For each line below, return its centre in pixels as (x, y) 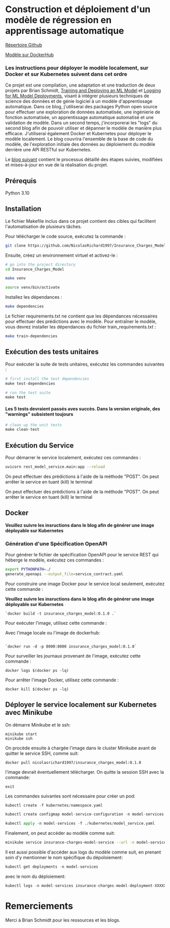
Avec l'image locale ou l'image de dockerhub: (53, 633)
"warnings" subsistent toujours (39, 414)
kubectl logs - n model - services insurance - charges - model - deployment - (80, 885)
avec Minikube (29, 713)
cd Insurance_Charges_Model (35, 269)
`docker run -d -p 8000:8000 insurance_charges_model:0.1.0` (71, 647)
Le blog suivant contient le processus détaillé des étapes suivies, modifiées (84, 159)
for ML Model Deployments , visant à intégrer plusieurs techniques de (77, 96)
